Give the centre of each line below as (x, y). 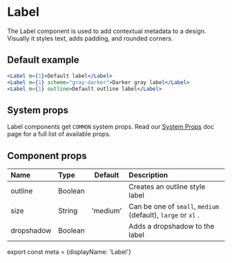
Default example (43, 60)
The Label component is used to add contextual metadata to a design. (107, 31)
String (68, 211)
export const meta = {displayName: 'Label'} (69, 252)
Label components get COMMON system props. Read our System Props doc (111, 127)
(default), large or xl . (164, 215)
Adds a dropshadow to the (172, 226)
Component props (47, 156)
